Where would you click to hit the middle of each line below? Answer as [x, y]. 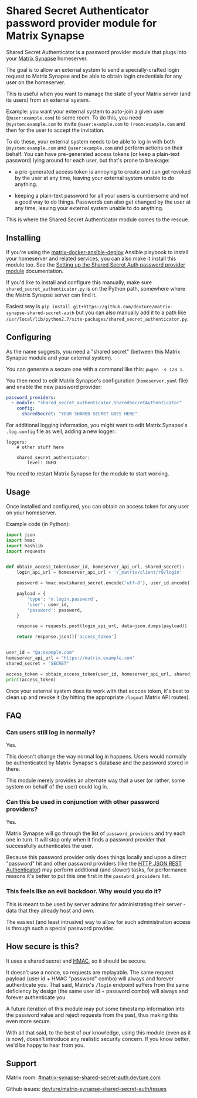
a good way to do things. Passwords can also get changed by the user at [103, 202]
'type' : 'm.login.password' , [63, 599]
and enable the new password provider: [54, 387]
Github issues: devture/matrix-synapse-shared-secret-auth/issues [86, 1089]
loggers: [17, 442]
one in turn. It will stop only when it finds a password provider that [86, 840]
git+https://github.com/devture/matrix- [123, 307]
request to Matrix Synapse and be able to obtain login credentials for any [94, 76]
